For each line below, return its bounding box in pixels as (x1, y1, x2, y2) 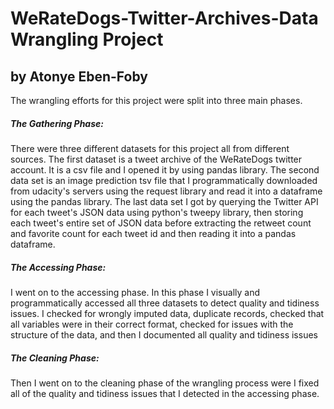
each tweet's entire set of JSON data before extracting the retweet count (10, 217, 312, 229)
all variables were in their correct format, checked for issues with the (10, 318, 294, 330)
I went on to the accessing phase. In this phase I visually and (10, 286, 260, 298)
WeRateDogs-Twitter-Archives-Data (10, 7, 319, 30)
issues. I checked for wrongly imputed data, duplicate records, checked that (10, 307, 325, 319)
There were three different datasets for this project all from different (10, 142, 290, 154)
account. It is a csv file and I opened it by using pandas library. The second (10, 163, 320, 176)
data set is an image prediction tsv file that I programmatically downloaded (10, 174, 318, 186)
